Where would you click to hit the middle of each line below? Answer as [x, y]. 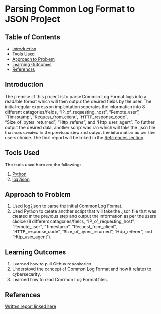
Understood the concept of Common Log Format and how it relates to [82, 269]
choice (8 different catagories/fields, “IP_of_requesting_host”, [73, 221]
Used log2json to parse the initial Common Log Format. [67, 206]
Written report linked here [31, 306]
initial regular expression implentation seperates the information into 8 [75, 107]
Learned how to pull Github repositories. [52, 264]
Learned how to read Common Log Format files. [60, 280]
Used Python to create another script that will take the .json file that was [84, 211]
